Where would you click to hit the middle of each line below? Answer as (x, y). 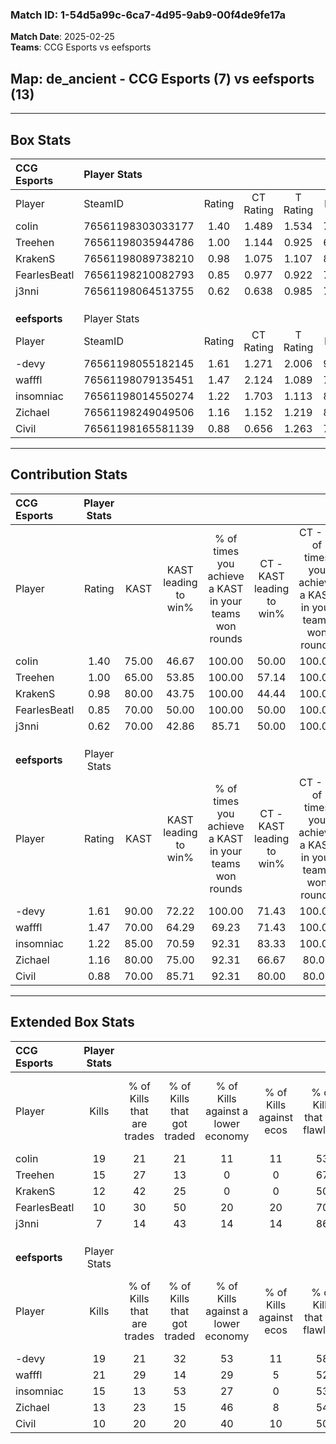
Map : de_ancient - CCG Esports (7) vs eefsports (162, 78)
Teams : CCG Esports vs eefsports (81, 47)
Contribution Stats (69, 474)
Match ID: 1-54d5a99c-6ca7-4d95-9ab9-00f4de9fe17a (148, 15)
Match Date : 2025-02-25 (62, 37)
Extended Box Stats (72, 1022)
